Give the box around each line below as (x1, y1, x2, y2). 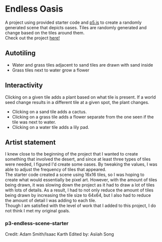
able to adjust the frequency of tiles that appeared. (5, 167, 107, 173)
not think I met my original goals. (5, 208, 70, 214)
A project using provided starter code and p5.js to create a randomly (5, 19, 142, 25)
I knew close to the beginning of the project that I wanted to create (5, 151, 138, 157)
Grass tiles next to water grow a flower (12, 67, 90, 73)
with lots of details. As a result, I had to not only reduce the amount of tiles (5, 187, 154, 193)
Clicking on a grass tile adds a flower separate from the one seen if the (12, 114, 154, 120)
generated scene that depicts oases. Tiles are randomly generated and (5, 24, 147, 30)
